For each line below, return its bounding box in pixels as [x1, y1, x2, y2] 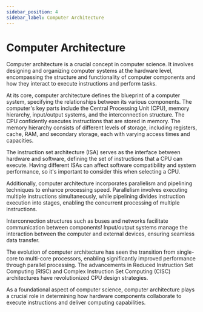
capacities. [6, 137, 34, 144]
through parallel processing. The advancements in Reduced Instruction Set [6, 262, 193, 269]
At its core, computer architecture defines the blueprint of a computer [6, 92, 181, 99]
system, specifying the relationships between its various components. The [6, 98, 192, 106]
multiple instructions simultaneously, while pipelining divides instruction [6, 192, 185, 200]
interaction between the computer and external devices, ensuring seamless [6, 230, 195, 237]
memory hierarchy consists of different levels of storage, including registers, [6, 124, 198, 131]
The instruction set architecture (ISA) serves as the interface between [6, 149, 181, 156]
